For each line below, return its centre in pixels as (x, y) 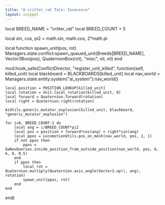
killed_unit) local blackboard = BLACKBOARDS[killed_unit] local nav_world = (82, 73)
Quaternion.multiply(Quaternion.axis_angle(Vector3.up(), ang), (73, 171)
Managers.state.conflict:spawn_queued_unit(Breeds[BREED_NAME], (75, 53)
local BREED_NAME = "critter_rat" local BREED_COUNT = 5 (65, 28)
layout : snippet (22, 14)
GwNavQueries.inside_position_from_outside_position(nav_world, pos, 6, (82, 149)
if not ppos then (32, 140)
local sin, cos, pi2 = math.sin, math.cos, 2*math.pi (56, 38)
